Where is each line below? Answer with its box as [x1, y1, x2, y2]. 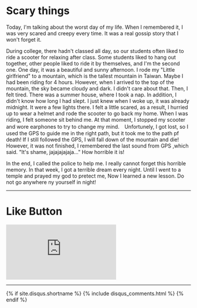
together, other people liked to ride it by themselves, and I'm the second [6, 60, 180, 67]
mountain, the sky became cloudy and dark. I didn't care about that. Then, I [6, 85, 188, 92]
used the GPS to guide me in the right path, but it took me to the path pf [6, 129, 179, 136]
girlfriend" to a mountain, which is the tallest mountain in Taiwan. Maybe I [6, 72, 184, 79]
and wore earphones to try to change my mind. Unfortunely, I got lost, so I [6, 123, 189, 130]
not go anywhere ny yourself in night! [6, 178, 97, 186]
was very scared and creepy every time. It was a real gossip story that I [6, 29, 179, 36]
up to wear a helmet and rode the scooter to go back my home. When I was [6, 110, 189, 117]
